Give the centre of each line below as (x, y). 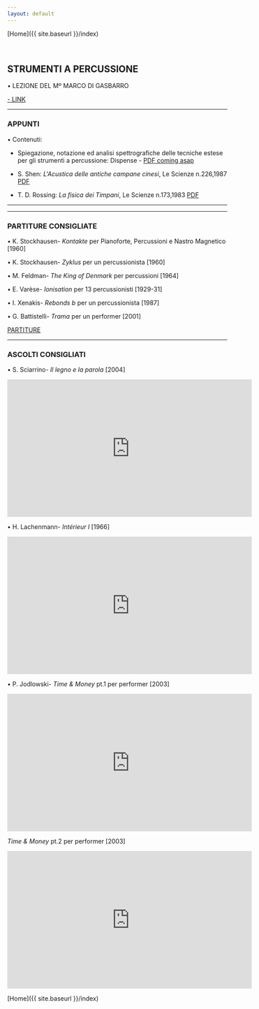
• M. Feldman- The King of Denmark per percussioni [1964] (93, 276)
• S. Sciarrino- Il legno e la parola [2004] (66, 370)
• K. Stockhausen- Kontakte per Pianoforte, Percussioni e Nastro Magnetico (117, 241)
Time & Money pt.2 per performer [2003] (66, 841)
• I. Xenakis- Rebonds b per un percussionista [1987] (83, 303)
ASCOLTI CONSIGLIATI (46, 354)
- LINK (17, 99)
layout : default (31, 14)
